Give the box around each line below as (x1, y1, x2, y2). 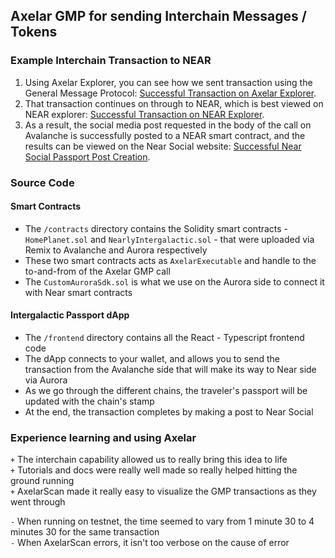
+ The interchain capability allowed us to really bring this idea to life (10, 454, 288, 466)
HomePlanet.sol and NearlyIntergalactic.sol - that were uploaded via (24, 233, 315, 245)
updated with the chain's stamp (24, 395, 155, 408)
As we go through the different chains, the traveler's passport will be (24, 385, 308, 397)
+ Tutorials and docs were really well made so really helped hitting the (10, 464, 298, 476)
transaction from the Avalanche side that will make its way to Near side (24, 364, 317, 376)
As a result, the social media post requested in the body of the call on (24, 119, 312, 131)
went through (10, 496, 66, 508)
